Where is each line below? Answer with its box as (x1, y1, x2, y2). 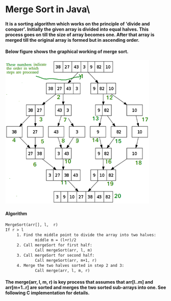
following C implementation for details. (5, 289, 90, 296)
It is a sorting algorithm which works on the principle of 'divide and (5, 20, 150, 26)
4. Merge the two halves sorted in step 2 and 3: (16, 263, 125, 268)
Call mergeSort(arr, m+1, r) (35, 258, 97, 263)
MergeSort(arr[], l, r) (5, 223, 58, 228)
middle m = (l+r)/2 (35, 238, 77, 243)
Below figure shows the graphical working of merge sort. (5, 48, 129, 54)
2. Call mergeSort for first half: (16, 243, 93, 248)
